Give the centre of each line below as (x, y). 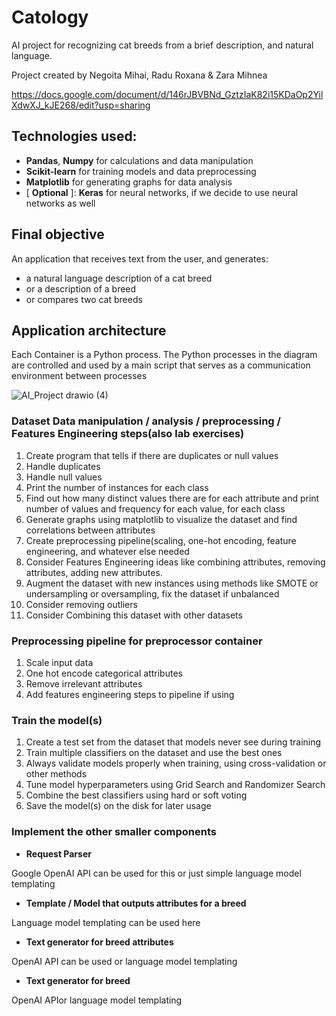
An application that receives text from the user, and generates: (140, 258)
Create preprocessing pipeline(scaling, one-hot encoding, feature (161, 540)
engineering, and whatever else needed (107, 551)
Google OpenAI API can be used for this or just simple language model (156, 873)
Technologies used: (74, 136)
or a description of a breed (81, 288)
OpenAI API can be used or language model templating (124, 961)
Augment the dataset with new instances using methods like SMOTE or (172, 583)
